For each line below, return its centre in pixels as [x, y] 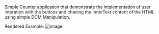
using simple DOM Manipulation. [38, 17]
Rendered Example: [25, 26]
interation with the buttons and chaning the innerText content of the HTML [79, 12]
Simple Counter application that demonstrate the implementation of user [78, 7]
